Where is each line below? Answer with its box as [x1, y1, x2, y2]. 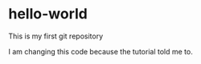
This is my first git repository [8, 31, 104, 41]
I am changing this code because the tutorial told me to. [8, 46, 193, 56]
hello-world [8, 5, 88, 23]
